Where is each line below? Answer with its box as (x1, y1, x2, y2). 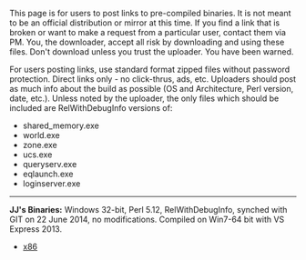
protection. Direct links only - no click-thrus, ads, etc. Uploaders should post (9, 74, 297, 85)
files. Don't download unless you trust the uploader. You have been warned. (9, 46, 294, 57)
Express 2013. (9, 224, 62, 235)
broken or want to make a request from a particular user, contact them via (9, 27, 287, 37)
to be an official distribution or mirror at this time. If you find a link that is (9, 17, 280, 28)
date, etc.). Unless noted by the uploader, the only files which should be (9, 93, 280, 104)
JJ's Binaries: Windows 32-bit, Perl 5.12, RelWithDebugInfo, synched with (9, 205, 288, 215)
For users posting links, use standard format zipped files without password (9, 64, 291, 75)
